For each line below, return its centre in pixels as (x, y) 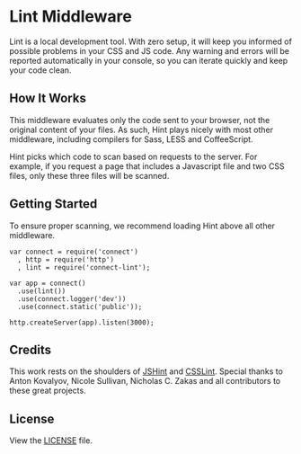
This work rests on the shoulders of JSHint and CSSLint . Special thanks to (146, 371)
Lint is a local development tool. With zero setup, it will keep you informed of (150, 41)
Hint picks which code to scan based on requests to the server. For (133, 156)
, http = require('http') (66, 259)
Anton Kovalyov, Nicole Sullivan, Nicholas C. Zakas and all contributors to (145, 381)
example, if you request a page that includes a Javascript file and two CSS (147, 166)
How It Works (48, 98)
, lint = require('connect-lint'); (84, 267)
